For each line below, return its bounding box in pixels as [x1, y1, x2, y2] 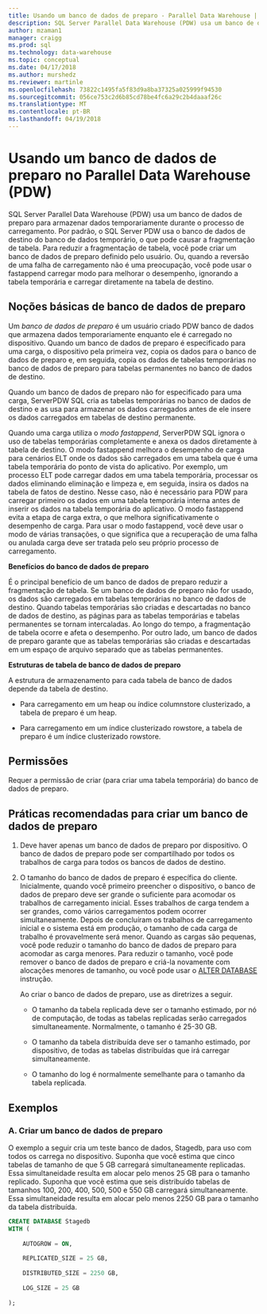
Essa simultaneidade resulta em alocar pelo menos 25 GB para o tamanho [8, 1168, 250, 1177]
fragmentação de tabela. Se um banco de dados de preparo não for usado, [8, 585, 254, 595]
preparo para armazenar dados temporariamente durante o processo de [8, 218, 245, 227]
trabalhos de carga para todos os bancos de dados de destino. [19, 858, 226, 867]
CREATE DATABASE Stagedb [8, 1217, 91, 1225]
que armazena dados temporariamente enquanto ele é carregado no [8, 329, 233, 339]
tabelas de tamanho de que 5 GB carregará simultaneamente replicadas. [8, 1160, 246, 1169]
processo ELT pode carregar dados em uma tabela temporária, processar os [8, 470, 258, 479]
